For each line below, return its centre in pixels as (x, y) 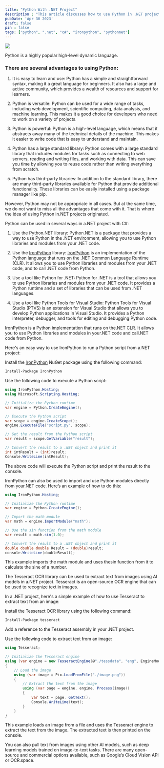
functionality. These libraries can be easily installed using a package (81, 189)
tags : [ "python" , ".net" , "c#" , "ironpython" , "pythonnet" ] (68, 32)
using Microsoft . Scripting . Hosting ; (42, 394)
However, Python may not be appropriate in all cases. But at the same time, (81, 204)
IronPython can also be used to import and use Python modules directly (77, 480)
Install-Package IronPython (34, 372)
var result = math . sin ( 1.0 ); (35, 535)
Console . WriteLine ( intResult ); (37, 457)
